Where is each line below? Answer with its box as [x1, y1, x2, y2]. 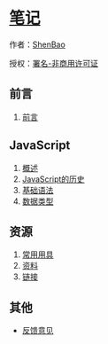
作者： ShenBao [9, 39, 66, 50]
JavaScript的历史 [21, 174, 86, 184]
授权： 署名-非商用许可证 [9, 58, 99, 68]
